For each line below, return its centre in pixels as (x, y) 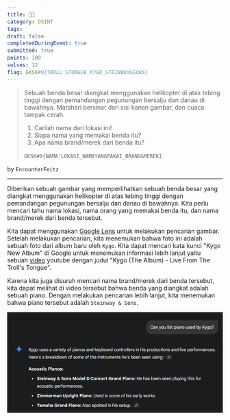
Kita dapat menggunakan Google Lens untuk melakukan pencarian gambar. (114, 231)
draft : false (26, 36)
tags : (15, 29)
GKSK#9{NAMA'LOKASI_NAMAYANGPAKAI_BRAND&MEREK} (93, 156)
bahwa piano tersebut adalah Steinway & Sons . (73, 302)
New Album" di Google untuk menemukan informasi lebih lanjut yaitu (104, 253)
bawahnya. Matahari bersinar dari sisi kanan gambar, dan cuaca (114, 107)
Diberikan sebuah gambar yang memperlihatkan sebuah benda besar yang (112, 188)
